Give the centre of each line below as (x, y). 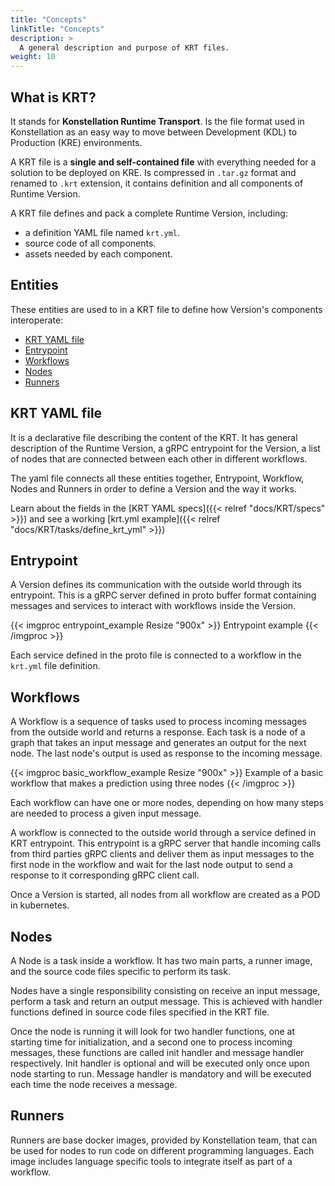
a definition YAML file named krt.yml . (102, 232)
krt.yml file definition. (55, 666)
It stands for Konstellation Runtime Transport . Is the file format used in (157, 121)
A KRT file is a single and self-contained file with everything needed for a (163, 162)
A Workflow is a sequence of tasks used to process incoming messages (158, 722)
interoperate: (37, 320)
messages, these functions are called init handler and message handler (157, 1052)
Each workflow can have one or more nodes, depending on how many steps (167, 803)
